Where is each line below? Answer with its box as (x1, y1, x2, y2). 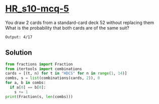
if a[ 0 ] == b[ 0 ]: (10, 85, 46, 90)
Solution (5, 48, 32, 57)
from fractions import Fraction (5, 61, 73, 66)
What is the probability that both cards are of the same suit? (5, 24, 129, 30)
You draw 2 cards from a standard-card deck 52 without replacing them (5, 19, 154, 25)
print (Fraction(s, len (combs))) (5, 94, 73, 99)
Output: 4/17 (5, 34, 33, 39)
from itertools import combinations (5, 66, 82, 71)
